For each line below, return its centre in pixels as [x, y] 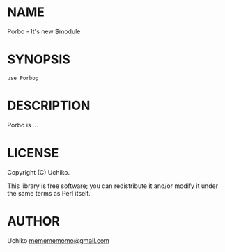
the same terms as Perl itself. [49, 193]
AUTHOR [34, 221]
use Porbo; [23, 78]
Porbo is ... [23, 125]
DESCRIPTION [49, 106]
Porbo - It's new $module [44, 31]
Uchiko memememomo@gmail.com [59, 240]
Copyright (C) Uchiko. [39, 172]
